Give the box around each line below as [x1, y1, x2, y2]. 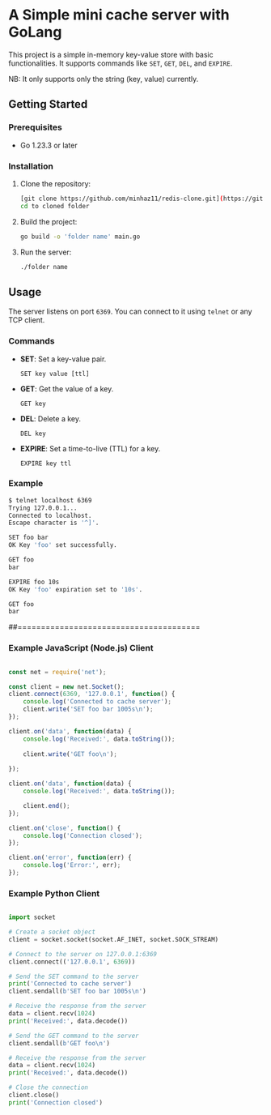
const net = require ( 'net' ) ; [8, 668, 107, 676]
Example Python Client [8, 887, 100, 899]
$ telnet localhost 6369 [8, 496, 92, 504]
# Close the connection [8, 1083, 89, 1092]
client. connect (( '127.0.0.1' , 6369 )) [8, 958, 136, 966]
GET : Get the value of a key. [19, 383, 114, 394]
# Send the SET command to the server [8, 972, 139, 980]
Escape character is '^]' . [8, 519, 100, 528]
